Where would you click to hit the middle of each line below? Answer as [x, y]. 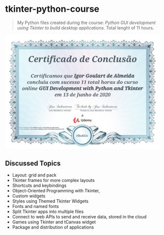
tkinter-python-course [52, 9]
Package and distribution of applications [53, 227]
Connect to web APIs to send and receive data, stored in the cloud [79, 217]
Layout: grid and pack [34, 175]
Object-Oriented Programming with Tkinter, [56, 191]
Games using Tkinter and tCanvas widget [54, 222]
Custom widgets [29, 196]
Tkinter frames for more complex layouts [53, 181]
